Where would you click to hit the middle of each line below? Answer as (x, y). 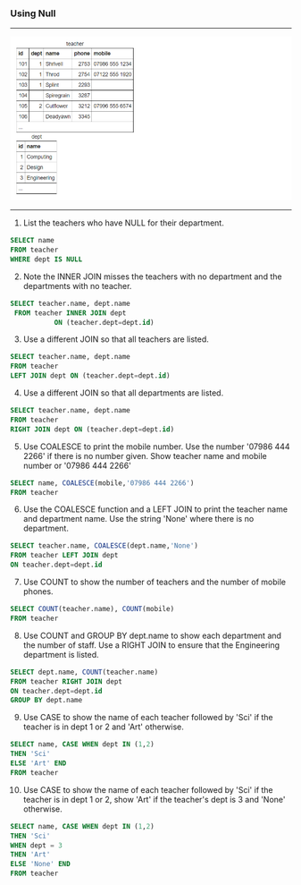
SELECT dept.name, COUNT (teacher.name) (84, 672)
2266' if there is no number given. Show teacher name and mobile (145, 455)
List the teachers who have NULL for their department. (123, 223)
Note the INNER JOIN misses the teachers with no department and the (152, 277)
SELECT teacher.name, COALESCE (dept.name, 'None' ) (105, 546)
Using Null (33, 13)
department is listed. (61, 654)
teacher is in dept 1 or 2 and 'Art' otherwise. (103, 727)
